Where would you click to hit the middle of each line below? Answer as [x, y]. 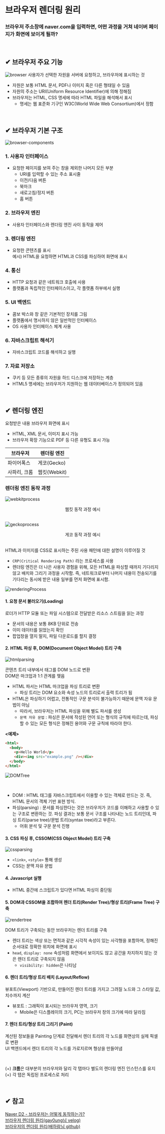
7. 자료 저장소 [20, 366]
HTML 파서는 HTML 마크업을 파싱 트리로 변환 [56, 686]
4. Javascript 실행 [23, 878]
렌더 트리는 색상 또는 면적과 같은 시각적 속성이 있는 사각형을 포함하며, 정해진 [85, 940]
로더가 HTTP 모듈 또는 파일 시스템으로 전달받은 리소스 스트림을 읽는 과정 [75, 613]
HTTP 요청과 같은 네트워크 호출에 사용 [49, 282]
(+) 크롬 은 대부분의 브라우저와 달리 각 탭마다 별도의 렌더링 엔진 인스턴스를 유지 [80, 1068]
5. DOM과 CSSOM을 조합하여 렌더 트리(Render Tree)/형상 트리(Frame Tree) [80, 902]
